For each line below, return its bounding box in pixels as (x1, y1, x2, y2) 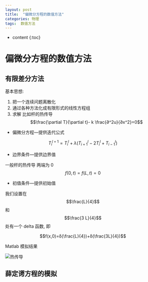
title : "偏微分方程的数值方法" (5, 12, 64, 17)
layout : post (5, 7, 32, 12)
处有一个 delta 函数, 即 (5, 223, 51, 229)
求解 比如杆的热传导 (12, 111, 53, 117)
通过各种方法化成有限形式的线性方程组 (12, 105, 90, 111)
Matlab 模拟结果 (5, 243, 38, 249)
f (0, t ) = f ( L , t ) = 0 (65, 170, 101, 176)
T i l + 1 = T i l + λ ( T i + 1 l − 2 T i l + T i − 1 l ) (48, 139, 117, 147)
